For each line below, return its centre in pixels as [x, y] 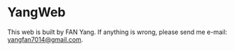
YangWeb [37, 12]
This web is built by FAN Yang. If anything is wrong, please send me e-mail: [117, 32]
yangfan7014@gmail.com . [45, 39]
